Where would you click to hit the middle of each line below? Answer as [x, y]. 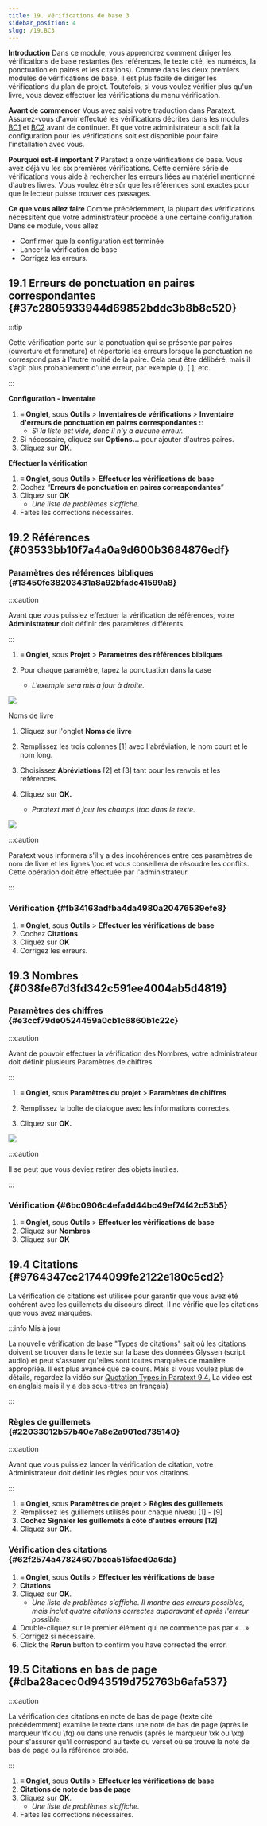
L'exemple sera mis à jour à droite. [88, 685]
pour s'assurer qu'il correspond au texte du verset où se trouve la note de [129, 1742]
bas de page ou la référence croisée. [68, 1750]
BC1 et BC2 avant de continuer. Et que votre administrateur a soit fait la [124, 127]
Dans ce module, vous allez [53, 226]
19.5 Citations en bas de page [83, 1669]
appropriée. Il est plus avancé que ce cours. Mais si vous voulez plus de [126, 1369]
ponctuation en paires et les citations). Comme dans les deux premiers [124, 70]
